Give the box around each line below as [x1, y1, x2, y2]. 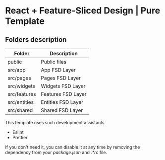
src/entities [7, 99, 34, 105]
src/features [7, 91, 36, 97]
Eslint [12, 129, 24, 135]
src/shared [7, 107, 33, 114]
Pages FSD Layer [41, 75, 81, 81]
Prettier [12, 135, 28, 140]
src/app [7, 67, 26, 73]
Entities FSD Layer [41, 99, 84, 105]
